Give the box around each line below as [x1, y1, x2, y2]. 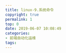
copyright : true [5, 12, 39, 17]
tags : [5, 40, 16, 45]
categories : [5, 31, 30, 36]
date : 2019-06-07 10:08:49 [5, 26, 61, 31]
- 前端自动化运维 [5, 36, 36, 41]
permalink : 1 [5, 17, 32, 22]
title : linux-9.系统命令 [5, 7, 54, 13]
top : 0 [5, 21, 19, 27]
